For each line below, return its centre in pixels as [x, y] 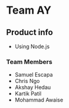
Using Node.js [32, 46]
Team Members [29, 62]
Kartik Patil [28, 94]
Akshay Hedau [33, 87]
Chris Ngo [27, 81]
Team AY [29, 10]
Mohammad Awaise [39, 100]
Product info [30, 32]
